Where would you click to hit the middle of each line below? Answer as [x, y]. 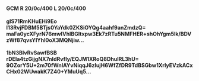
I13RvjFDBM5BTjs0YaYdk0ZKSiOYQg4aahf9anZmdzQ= [76, 28]
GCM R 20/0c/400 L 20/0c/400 [46, 8]
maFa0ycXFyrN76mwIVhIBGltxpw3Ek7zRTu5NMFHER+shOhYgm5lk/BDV [99, 34]
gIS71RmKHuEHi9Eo [32, 21]
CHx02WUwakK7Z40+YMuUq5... [49, 72]
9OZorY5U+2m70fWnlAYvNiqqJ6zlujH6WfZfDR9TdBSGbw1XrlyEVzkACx [99, 66]
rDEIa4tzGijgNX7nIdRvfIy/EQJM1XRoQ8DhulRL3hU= [73, 59]
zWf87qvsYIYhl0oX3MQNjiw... [45, 40]
